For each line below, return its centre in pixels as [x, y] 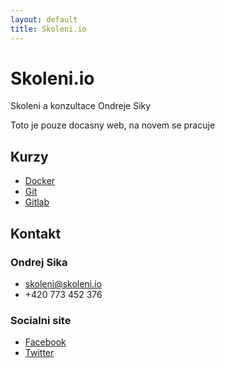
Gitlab [37, 202]
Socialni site [41, 320]
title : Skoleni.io [48, 29]
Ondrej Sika [39, 262]
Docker [40, 181]
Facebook [45, 342]
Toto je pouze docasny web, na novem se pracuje [113, 125]
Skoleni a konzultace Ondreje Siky [81, 106]
